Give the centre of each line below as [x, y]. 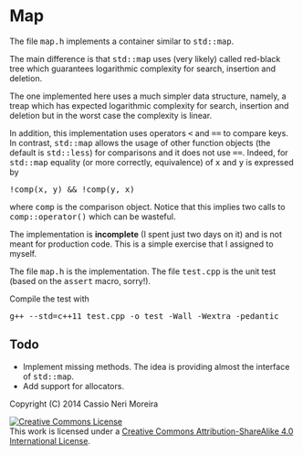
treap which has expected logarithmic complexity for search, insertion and [149, 105]
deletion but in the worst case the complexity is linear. [111, 115]
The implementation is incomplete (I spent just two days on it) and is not [146, 234]
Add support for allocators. [73, 386]
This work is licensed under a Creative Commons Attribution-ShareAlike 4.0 [151, 431]
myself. [23, 253]
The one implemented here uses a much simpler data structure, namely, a [148, 96]
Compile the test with [49, 299]
